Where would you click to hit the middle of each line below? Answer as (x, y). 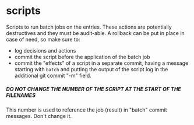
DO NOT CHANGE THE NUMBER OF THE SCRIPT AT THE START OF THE (94, 89)
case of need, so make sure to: (43, 39)
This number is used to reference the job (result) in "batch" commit (87, 110)
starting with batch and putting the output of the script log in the (91, 69)
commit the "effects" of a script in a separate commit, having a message (101, 63)
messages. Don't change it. (39, 116)
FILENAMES (21, 95)
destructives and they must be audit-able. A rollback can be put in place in (95, 33)
